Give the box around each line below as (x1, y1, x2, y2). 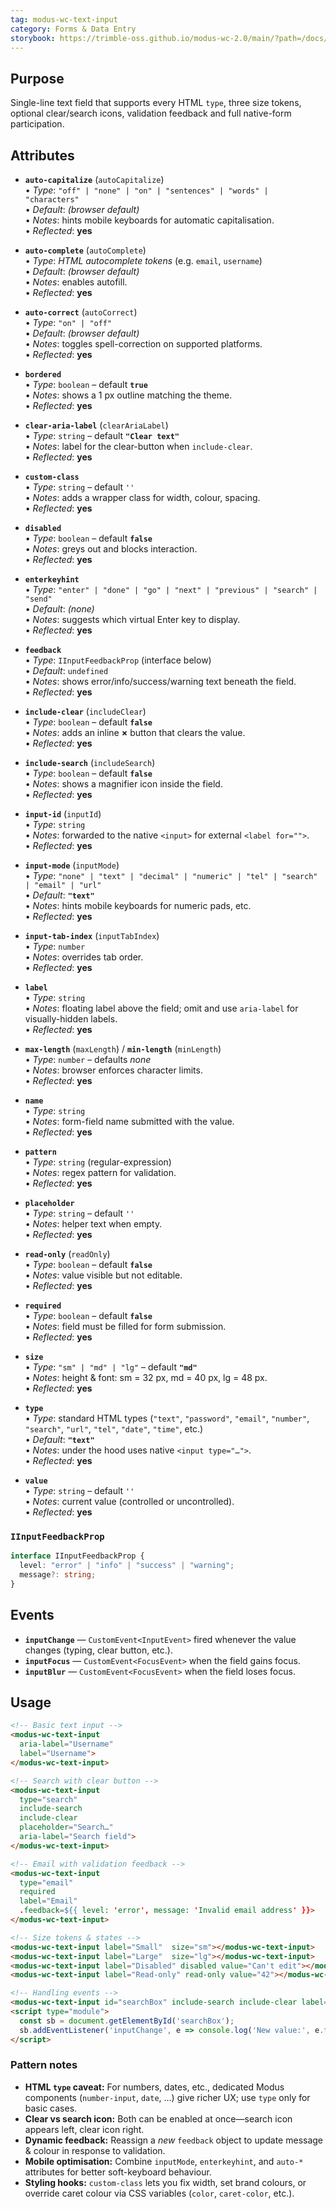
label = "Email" (19, 1896, 78, 1906)
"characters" (24, 195, 80, 205)
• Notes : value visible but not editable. (24, 1269, 183, 1281)
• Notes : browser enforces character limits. (24, 1064, 203, 1076)
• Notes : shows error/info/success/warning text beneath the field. (24, 676, 297, 687)
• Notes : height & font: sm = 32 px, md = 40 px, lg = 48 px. (24, 1372, 268, 1383)
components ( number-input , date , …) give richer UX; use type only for (24, 2091, 311, 2103)
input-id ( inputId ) (24, 808, 102, 820)
